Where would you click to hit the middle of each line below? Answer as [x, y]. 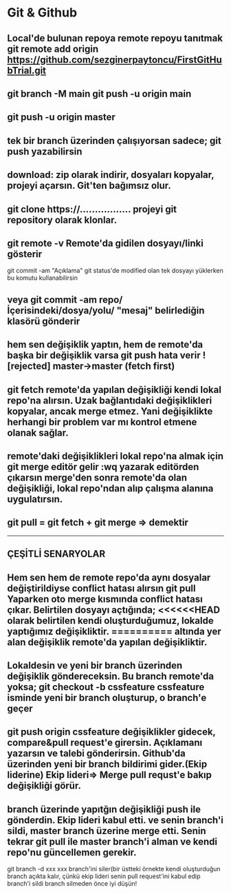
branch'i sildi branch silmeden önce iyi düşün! [72, 884]
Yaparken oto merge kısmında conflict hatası [105, 599]
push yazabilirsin [45, 151]
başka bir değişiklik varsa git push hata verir [104, 355]
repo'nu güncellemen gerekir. [72, 852]
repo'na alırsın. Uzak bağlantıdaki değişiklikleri [110, 400]
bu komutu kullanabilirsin [42, 278]
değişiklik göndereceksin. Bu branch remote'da [111, 676]
